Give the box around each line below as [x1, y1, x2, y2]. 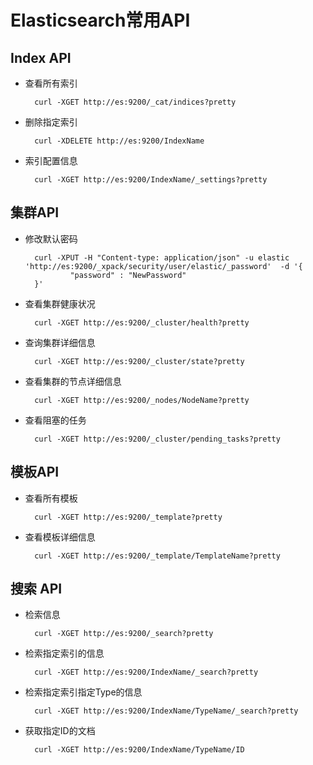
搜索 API [10, 581, 63, 598]
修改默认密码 [24, 232, 78, 245]
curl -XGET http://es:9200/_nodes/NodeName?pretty [34, 395, 250, 405]
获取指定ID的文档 [24, 725, 96, 737]
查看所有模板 [24, 492, 78, 504]
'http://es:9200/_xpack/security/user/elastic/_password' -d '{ [24, 261, 303, 271]
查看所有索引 [24, 77, 78, 89]
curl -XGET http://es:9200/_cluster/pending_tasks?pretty [34, 434, 281, 444]
